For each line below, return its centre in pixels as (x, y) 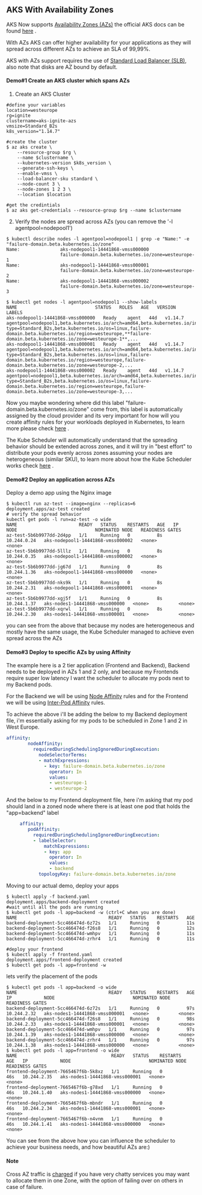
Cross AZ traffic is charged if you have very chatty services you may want (98, 1174)
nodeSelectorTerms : (63, 755)
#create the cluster (32, 142)
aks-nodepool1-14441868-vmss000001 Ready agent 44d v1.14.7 (95, 344)
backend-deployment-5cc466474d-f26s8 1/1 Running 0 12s (101, 928)
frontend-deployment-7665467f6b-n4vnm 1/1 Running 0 (84, 1119)
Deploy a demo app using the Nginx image (59, 493)
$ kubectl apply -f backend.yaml (48, 897)
